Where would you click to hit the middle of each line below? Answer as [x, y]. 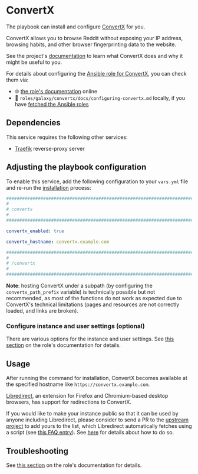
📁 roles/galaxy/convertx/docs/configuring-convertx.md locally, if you [100, 98]
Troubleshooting [37, 451]
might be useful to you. [34, 62]
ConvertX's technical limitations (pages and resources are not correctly [93, 304]
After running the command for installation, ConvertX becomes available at [97, 378]
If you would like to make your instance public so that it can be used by [92, 414]
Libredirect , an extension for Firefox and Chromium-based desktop [87, 396]
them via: [17, 80]
